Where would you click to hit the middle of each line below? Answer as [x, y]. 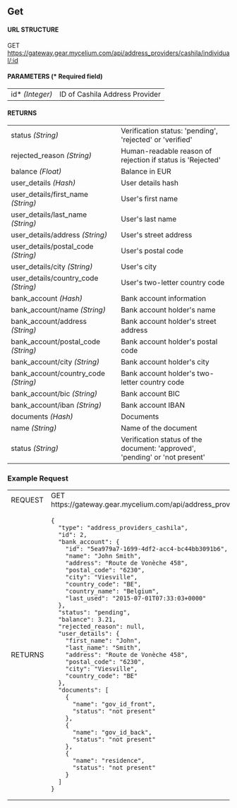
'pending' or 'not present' [163, 457]
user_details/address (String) [59, 235]
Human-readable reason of [166, 151]
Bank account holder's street [169, 321]
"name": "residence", [109, 761]
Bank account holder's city [165, 362]
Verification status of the [162, 439]
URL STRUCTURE [33, 29]
